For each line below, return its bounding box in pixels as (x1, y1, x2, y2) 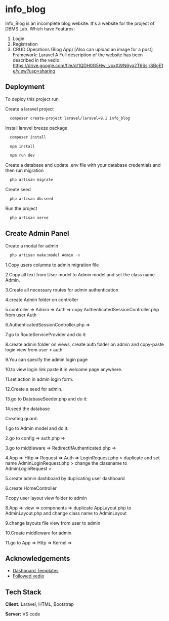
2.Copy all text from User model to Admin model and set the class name (5, 271, 155, 277)
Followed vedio (12, 573, 45, 579)
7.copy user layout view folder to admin (5, 495, 87, 501)
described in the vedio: (12, 57, 61, 63)
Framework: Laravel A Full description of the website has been (12, 52, 143, 58)
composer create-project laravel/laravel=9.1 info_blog (10, 116, 130, 121)
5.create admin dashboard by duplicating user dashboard (5, 475, 125, 481)
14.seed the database (5, 406, 50, 412)
